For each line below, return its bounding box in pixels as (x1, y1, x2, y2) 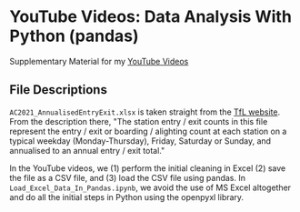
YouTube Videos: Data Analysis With (9, 6, 293, 27)
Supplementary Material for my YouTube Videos (9, 56, 189, 66)
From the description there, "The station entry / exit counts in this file (9, 116, 268, 126)
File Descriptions (9, 82, 107, 97)
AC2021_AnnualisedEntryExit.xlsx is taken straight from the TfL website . (9, 106, 280, 117)
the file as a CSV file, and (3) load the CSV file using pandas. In (9, 172, 245, 183)
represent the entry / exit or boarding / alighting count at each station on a (9, 126, 287, 136)
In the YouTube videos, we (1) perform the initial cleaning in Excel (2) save (9, 162, 286, 174)
